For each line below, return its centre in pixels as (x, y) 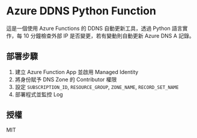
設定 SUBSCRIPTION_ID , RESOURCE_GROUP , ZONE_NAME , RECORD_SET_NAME (97, 87)
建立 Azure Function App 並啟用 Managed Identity (77, 72)
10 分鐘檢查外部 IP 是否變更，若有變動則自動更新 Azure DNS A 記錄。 (109, 36)
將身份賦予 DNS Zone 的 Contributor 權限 (66, 79)
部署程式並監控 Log (39, 94)
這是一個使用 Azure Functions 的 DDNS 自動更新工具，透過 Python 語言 (95, 28)
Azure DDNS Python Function (81, 11)
